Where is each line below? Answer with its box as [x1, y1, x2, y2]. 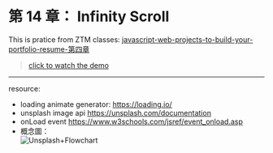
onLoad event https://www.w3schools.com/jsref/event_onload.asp [19, 117, 244, 126]
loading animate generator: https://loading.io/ [19, 99, 172, 109]
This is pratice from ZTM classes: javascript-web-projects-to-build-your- [8, 34, 253, 45]
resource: [8, 83, 41, 93]
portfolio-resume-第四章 [8, 44, 90, 53]
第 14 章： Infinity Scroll [8, 7, 170, 26]
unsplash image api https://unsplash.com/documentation [19, 108, 211, 117]
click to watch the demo [28, 60, 110, 70]
